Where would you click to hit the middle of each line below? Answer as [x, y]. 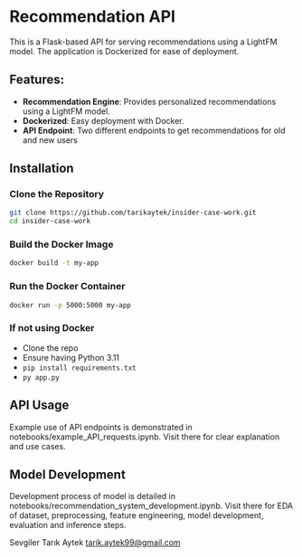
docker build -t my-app [54, 263]
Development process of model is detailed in [93, 496]
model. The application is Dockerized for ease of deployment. [124, 51]
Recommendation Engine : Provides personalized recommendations [149, 101]
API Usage [39, 406]
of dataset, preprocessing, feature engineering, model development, [137, 515]
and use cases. [38, 446]
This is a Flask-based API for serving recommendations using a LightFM [143, 42]
